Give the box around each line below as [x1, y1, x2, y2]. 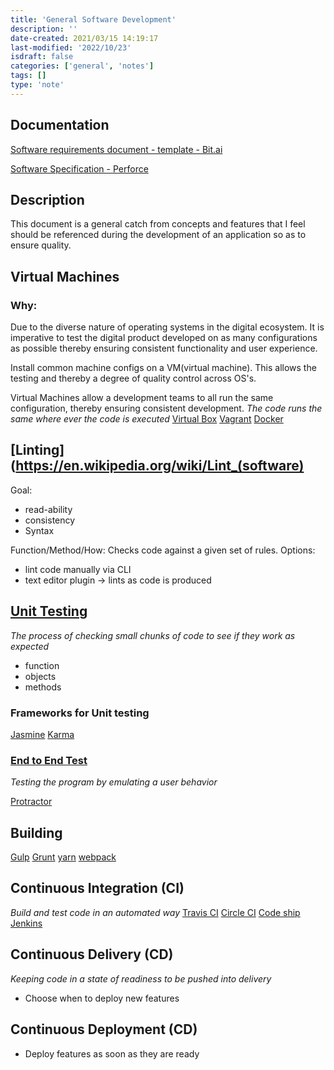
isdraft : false [10, 52, 74, 62]
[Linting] [10, 442, 65, 459]
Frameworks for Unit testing [10, 706, 150, 720]
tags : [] [10, 71, 47, 81]
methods [24, 681, 62, 693]
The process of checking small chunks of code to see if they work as [10, 629, 296, 641]
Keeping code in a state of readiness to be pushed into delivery [10, 972, 272, 985]
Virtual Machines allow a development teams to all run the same [10, 392, 274, 404]
